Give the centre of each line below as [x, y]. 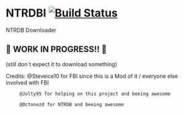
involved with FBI [27, 82]
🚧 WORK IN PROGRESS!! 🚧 [56, 49]
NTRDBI [26, 13]
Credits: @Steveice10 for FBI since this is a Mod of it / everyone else [92, 76]
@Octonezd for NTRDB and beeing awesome [71, 104]
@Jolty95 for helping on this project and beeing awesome [95, 94]
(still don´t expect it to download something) [62, 64]
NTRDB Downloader [31, 30]
